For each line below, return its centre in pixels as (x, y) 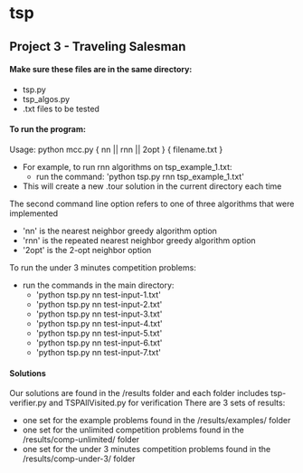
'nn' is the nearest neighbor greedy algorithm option (119, 231)
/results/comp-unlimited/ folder (81, 440)
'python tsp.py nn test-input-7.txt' (98, 352)
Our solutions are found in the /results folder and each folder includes (139, 393)
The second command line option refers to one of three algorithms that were (152, 203)
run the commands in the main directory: (98, 285)
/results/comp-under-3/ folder (79, 459)
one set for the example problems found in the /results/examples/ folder (156, 421)
